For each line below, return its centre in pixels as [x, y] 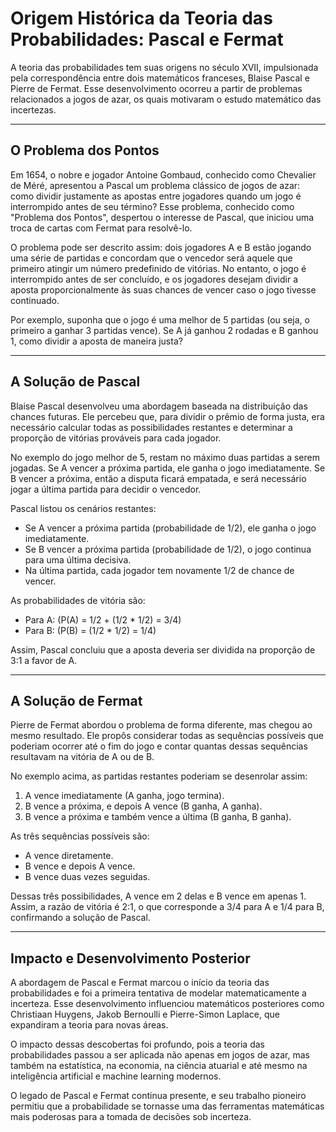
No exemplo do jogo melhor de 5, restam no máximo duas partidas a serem [165, 457]
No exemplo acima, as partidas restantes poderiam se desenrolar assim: [159, 776]
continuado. [35, 300]
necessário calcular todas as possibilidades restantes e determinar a [151, 427]
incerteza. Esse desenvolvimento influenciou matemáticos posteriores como [167, 1004]
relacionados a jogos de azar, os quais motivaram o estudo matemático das [166, 99]
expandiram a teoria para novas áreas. [89, 1025]
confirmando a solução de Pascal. [80, 918]
